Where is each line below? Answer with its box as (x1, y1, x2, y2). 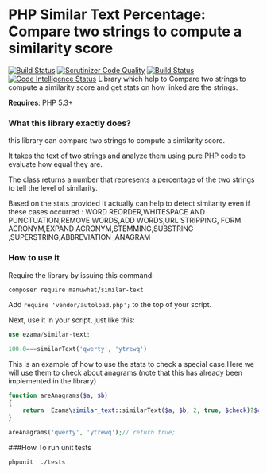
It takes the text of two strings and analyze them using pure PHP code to (8, 151, 246, 160)
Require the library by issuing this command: (8, 270, 155, 279)
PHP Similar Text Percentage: (8, 6, 207, 24)
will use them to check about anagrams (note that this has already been (8, 368, 242, 378)
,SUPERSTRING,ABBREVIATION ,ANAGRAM (8, 233, 151, 242)
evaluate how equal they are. (8, 160, 103, 169)
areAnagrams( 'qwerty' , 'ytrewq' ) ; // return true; (8, 428, 176, 436)
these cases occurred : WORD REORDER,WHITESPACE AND (8, 207, 205, 217)
